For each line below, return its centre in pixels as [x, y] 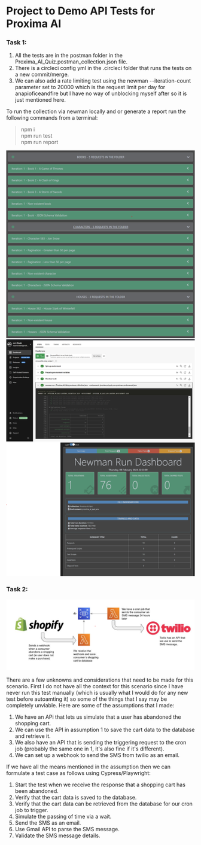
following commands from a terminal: [52, 118]
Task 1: [16, 42]
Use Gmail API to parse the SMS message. [67, 829]
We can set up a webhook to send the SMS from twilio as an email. [97, 755]
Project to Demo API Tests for [81, 11]
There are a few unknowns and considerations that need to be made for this [100, 680]
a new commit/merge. [42, 75]
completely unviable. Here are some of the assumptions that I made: [90, 705]
